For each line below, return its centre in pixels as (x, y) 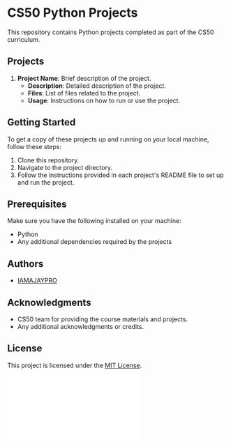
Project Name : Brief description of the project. (84, 78)
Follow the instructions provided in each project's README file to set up (121, 175)
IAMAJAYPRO (37, 281)
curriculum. (24, 39)
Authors (25, 264)
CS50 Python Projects (73, 13)
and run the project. (46, 182)
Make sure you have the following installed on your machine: (94, 221)
